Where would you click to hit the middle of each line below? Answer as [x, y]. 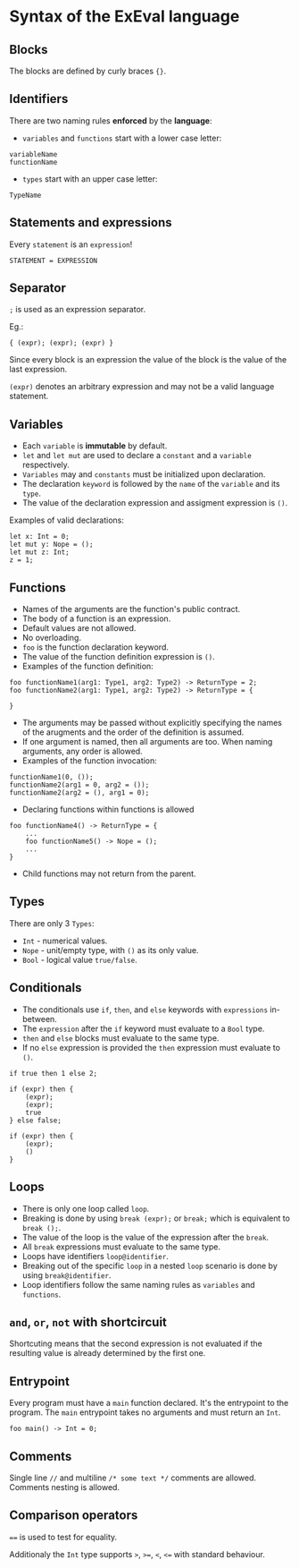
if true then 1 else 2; [54, 1073]
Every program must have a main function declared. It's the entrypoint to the [149, 1403]
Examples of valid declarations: [67, 520]
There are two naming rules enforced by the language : [111, 120]
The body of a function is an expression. [96, 618]
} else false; [36, 1121]
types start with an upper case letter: [90, 179]
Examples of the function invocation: [90, 761]
